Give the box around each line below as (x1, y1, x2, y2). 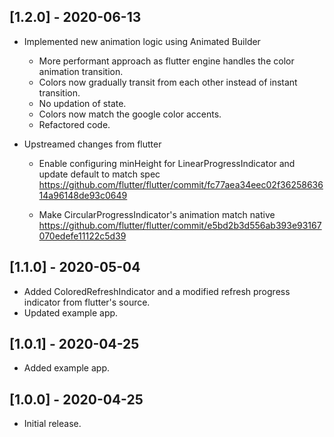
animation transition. (38, 65, 124, 77)
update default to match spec (38, 168, 161, 180)
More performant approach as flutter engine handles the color (38, 55, 295, 67)
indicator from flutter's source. (23, 296, 151, 308)
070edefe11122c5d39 (38, 230, 127, 242)
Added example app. (23, 362, 110, 374)
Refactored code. (38, 118, 111, 130)
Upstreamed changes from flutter (23, 138, 162, 150)
